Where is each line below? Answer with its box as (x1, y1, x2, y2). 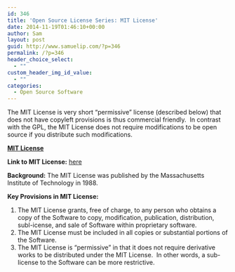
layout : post (7, 37, 46, 44)
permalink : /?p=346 (7, 50, 65, 57)
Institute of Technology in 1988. (7, 179, 98, 187)
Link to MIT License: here (7, 157, 82, 166)
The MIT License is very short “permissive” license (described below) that (7, 108, 222, 117)
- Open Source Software (13, 89, 83, 96)
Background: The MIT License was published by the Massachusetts (7, 171, 205, 180)
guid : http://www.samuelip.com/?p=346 (7, 43, 121, 50)
